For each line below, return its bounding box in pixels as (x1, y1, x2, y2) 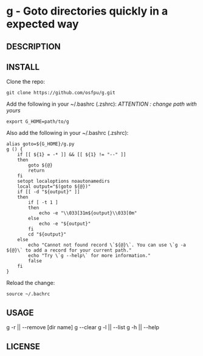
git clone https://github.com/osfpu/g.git (6, 90, 115, 96)
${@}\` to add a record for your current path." (6, 247, 132, 253)
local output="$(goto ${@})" (17, 183, 91, 190)
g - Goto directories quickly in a (6, 4, 168, 18)
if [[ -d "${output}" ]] (17, 189, 80, 195)
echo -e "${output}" (38, 221, 91, 227)
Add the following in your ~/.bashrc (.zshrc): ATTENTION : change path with (6, 100, 197, 108)
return (28, 168, 45, 174)
